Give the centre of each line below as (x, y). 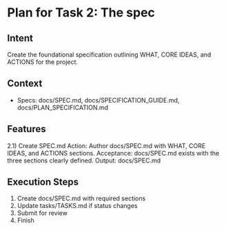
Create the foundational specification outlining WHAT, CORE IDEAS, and (109, 54)
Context (25, 84)
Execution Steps (43, 182)
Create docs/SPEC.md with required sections (81, 198)
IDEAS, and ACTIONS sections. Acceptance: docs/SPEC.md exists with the (113, 153)
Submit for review (42, 213)
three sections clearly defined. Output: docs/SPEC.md (84, 160)
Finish (25, 220)
